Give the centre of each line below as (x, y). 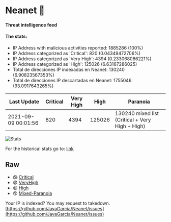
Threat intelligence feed (31, 24)
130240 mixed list (137, 113)
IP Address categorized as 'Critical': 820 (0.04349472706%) (77, 53)
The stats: (16, 36)
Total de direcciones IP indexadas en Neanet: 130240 (68, 69)
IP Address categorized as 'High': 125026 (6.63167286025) (75, 64)
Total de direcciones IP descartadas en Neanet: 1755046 (72, 80)
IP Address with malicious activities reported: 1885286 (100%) (78, 47)
